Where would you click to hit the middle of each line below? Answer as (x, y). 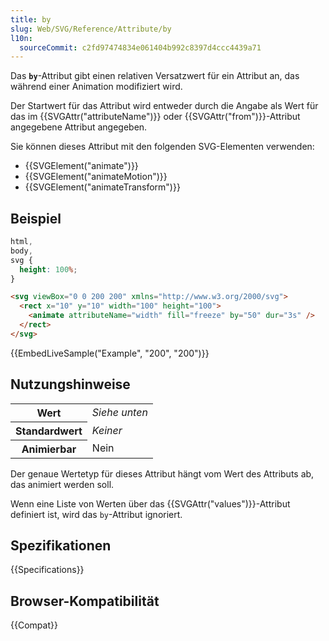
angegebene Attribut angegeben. (79, 127)
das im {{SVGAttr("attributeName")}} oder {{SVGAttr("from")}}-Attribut (155, 117)
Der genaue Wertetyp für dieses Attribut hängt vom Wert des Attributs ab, (162, 473)
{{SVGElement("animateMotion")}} (96, 177)
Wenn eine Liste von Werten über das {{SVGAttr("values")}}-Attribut (150, 503)
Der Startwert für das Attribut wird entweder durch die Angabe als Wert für (164, 106)
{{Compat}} (34, 625)
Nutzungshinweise (70, 384)
